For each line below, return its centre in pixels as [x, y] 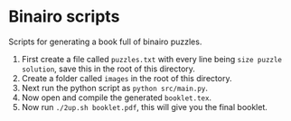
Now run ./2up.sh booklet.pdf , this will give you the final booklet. [145, 107]
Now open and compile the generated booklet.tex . [117, 98]
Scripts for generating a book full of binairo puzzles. [105, 42]
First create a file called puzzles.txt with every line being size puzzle [151, 59]
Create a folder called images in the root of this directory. [127, 78]
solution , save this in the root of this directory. [108, 69]
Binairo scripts [64, 17]
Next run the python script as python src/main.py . [115, 88]
